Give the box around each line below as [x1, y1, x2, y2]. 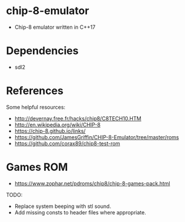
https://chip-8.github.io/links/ [14, 127, 86, 134]
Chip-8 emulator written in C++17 [14, 23, 96, 31]
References [6, 84, 63, 97]
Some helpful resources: [6, 103, 66, 110]
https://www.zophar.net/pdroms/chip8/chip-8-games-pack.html [14, 180, 170, 187]
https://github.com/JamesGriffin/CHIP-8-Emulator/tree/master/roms [14, 133, 179, 140]
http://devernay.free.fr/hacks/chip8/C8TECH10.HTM [14, 115, 142, 122]
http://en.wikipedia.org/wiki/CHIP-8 [14, 121, 101, 128]
